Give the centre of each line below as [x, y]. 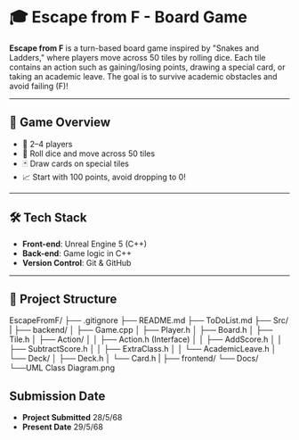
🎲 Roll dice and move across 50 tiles [89, 154]
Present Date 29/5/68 [63, 427]
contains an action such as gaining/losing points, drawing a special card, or [148, 67]
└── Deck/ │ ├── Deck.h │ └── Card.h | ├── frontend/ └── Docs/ [134, 359]
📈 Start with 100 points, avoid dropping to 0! [104, 177]
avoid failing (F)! [39, 86]
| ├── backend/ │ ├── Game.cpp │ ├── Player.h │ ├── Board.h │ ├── [141, 330]
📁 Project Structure [63, 299]
